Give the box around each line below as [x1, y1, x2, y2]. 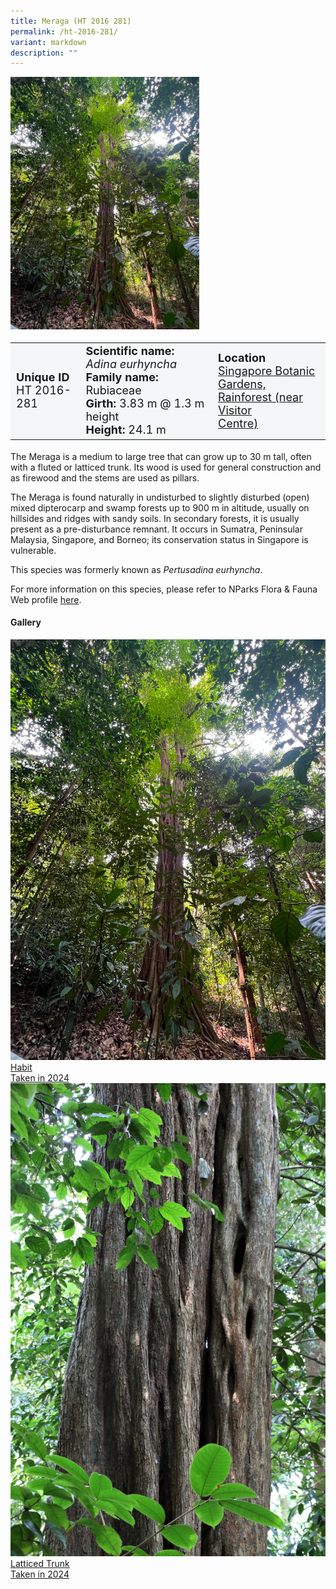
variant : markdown [10, 37, 87, 47]
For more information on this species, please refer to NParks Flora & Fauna [10, 583, 318, 595]
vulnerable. [10, 544, 57, 556]
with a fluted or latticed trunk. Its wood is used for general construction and [10, 461, 322, 473]
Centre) [218, 416, 259, 430]
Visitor [218, 403, 252, 417]
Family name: [85, 370, 159, 385]
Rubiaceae [85, 383, 142, 398]
